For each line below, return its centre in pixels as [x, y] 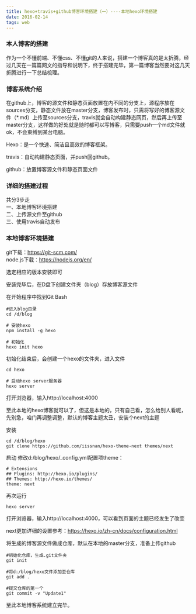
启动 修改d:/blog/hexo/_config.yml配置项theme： [65, 457]
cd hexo [15, 370]
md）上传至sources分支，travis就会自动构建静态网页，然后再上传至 [101, 117]
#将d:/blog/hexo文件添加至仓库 [41, 572]
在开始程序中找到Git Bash [37, 296]
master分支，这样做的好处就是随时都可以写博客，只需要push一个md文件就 [96, 125]
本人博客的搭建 [27, 44]
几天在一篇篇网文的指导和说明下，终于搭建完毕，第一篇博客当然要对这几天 [100, 65]
